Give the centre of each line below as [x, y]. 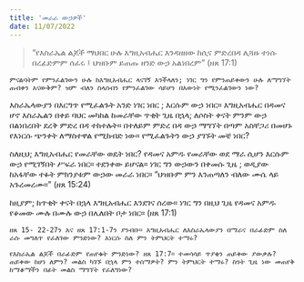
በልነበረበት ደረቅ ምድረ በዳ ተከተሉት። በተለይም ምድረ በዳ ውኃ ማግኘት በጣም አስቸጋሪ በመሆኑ [151, 125]
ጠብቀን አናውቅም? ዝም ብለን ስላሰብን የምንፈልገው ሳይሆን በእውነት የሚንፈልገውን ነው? [134, 87]
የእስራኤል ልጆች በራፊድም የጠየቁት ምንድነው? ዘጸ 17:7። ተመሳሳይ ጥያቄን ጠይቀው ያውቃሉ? [143, 254]
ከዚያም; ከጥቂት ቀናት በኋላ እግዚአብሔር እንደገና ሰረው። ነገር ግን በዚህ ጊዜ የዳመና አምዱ [142, 202]
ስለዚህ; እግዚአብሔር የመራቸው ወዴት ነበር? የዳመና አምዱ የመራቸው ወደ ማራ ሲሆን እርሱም [149, 153]
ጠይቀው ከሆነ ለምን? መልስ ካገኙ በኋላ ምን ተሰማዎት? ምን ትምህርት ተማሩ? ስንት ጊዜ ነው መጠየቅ [152, 262]
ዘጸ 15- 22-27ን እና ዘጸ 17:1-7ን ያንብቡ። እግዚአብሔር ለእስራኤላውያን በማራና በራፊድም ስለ [148, 230]
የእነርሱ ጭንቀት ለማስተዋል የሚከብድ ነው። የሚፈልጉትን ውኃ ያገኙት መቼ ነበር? [130, 135]
